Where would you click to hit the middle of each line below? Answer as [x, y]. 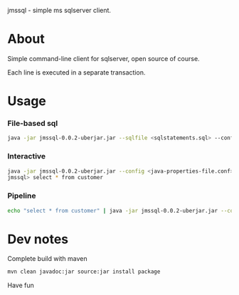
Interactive [27, 156]
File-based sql [33, 124]
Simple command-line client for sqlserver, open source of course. [104, 58]
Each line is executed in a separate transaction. [76, 72]
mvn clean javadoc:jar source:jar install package [84, 272]
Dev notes [38, 239]
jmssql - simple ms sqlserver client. [59, 10]
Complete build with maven [47, 259]
